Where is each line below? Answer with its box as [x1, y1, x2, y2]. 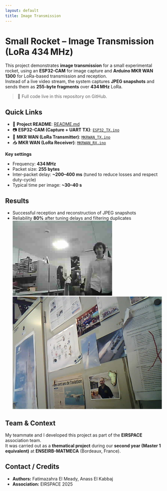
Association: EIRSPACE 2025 [12, 481, 73, 487]
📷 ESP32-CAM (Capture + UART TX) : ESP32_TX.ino [12, 127, 120, 133]
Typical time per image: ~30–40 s [12, 182, 82, 188]
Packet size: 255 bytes [12, 166, 60, 172]
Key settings [5, 151, 32, 157]
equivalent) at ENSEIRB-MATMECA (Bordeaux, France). [5, 448, 121, 454]
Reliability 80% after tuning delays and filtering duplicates [12, 215, 132, 221]
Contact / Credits [5, 463, 60, 471]
